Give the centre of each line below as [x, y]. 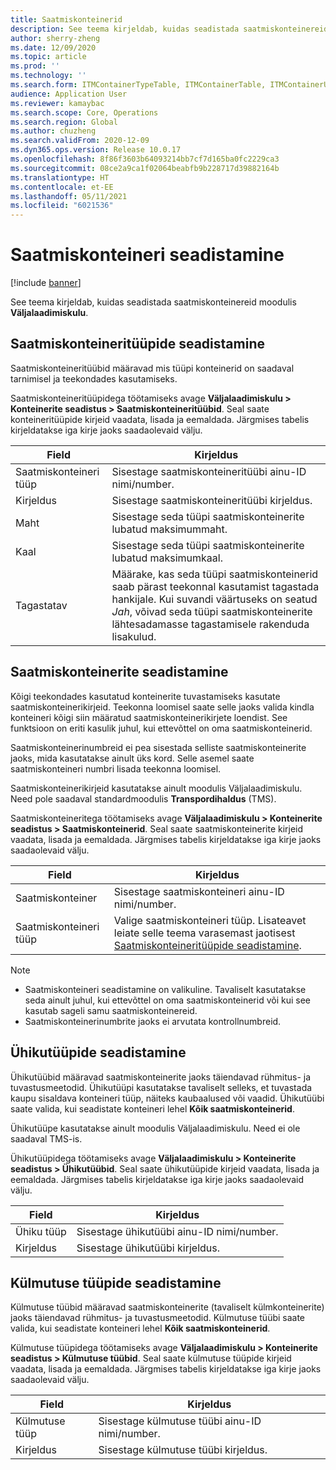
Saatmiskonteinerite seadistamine [119, 672]
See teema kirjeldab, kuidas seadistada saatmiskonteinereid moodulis [153, 302]
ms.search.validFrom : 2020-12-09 [80, 141]
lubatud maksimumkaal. [167, 558]
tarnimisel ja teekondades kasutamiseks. [94, 378]
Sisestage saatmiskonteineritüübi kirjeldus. [212, 500]
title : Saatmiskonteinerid [66, 19]
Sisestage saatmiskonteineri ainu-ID [199, 891]
